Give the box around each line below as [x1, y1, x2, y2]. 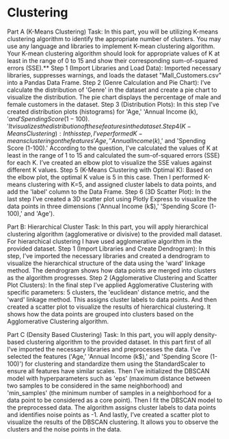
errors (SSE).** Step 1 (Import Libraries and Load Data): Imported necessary [7, 64, 221, 72]
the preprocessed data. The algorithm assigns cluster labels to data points [7, 403, 217, 412]
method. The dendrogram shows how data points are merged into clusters [7, 266, 217, 275]
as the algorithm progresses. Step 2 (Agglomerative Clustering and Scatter [7, 273, 217, 281]
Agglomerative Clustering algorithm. [7, 317, 109, 325]
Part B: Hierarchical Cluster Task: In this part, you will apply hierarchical [7, 223, 208, 231]
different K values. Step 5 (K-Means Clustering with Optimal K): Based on [7, 166, 213, 174]
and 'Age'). [23, 209, 55, 217]
